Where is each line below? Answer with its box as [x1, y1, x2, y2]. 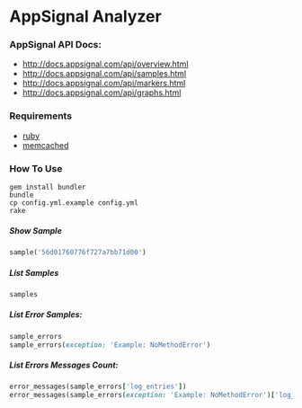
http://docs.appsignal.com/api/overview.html [22, 58, 189, 69]
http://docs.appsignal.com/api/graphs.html [22, 87, 182, 98]
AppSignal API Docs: [9, 39, 102, 51]
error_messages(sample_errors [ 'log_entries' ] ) [9, 382, 187, 392]
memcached [22, 139, 69, 150]
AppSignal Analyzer [9, 6, 162, 27]
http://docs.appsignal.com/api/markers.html [22, 78, 186, 89]
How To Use [9, 162, 63, 174]
